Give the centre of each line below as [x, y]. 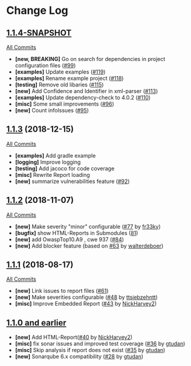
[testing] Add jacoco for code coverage [65, 168]
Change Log [37, 11]
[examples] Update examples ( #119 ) [60, 72]
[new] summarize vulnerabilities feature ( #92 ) [72, 181]
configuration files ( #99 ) [45, 65]
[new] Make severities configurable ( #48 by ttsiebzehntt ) [86, 297]
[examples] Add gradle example [55, 155]
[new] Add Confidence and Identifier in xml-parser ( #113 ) [86, 91]
